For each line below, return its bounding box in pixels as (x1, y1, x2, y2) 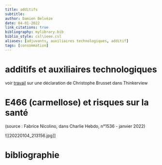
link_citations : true (5, 25, 49, 30)
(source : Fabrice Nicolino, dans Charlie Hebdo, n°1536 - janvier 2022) (5, 123, 146, 129)
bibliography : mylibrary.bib (5, 30, 64, 34)
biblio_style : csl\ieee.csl (5, 34, 62, 39)
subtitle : (5, 12, 25, 16)
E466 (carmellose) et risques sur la (5, 97, 149, 108)
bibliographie (5, 150, 59, 160)
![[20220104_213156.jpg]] (5, 133, 56, 138)
